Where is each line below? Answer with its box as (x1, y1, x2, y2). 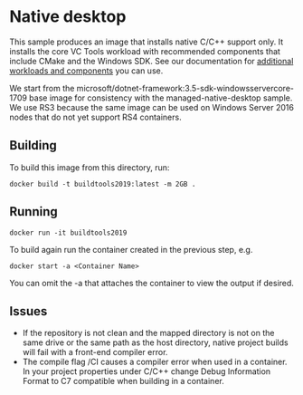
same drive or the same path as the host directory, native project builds (22, 337, 289, 348)
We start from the (9, 82, 75, 93)
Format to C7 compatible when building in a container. (22, 376, 224, 387)
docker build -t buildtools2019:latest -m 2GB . (9, 179, 196, 188)
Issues (9, 303, 48, 319)
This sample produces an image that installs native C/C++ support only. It (9, 36, 283, 47)
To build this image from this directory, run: (9, 161, 170, 173)
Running (9, 204, 59, 219)
